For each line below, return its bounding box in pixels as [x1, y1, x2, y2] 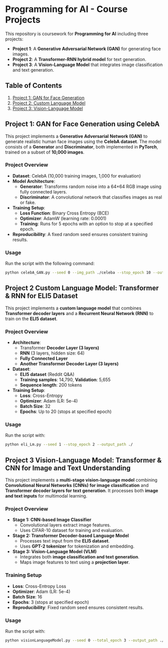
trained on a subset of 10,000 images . [5, 149, 85, 155]
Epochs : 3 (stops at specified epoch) [12, 599, 89, 605]
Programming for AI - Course [5, 3, 128, 15]
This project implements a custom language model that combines [5, 305, 141, 311]
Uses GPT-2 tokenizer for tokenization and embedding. [19, 543, 135, 549]
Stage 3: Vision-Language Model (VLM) [12, 548, 97, 554]
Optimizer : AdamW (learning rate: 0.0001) [19, 215, 106, 221]
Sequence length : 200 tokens [19, 382, 82, 388]
